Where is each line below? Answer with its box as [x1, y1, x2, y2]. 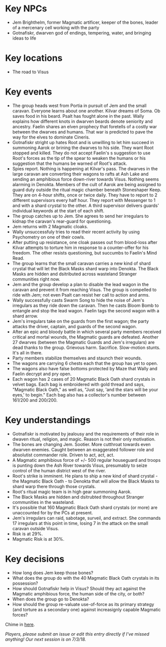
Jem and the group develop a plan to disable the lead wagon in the [12, 281, 149, 287]
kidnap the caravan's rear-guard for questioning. [12, 218, 112, 224]
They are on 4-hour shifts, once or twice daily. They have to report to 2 [12, 192, 158, 198]
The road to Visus [12, 69, 49, 75]
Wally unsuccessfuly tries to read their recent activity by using [12, 229, 140, 235]
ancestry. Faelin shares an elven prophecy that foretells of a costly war [12, 123, 157, 129]
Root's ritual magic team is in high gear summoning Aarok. [12, 489, 132, 495]
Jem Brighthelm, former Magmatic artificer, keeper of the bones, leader [12, 19, 159, 25]
